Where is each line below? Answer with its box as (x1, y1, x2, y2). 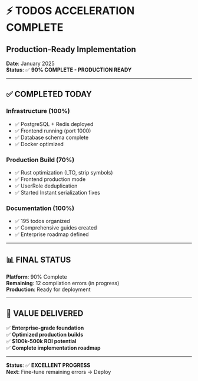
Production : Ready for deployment (6, 286, 91, 293)
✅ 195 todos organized (14, 218, 71, 225)
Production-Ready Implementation (6, 44, 137, 54)
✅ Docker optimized (14, 140, 64, 147)
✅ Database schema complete (14, 134, 89, 141)
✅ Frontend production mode (14, 175, 86, 183)
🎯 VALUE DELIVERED (6, 308, 84, 319)
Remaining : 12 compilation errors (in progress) (6, 280, 120, 287)
